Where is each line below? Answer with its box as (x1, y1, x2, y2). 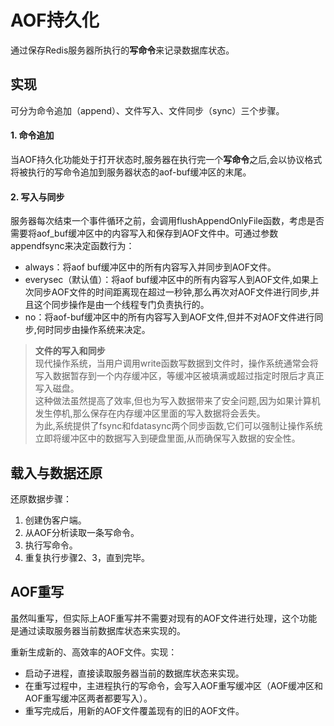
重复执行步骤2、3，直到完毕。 (24, 551, 150, 563)
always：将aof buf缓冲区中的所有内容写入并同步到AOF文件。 (24, 261, 277, 273)
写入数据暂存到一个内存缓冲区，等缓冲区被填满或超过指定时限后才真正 (34, 370, 325, 382)
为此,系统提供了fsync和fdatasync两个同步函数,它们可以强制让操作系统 (34, 420, 323, 432)
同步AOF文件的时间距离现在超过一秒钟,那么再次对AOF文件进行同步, (33, 286, 312, 298)
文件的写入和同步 (34, 345, 106, 357)
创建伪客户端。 (24, 514, 87, 526)
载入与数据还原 (10, 464, 103, 481)
